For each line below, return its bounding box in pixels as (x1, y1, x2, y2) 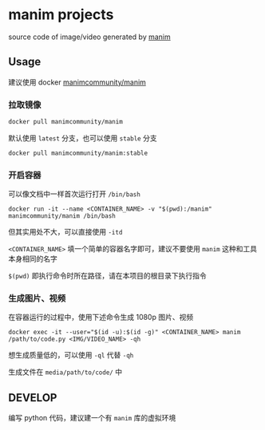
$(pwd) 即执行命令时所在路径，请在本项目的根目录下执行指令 (8, 271, 207, 281)
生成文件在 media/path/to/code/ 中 (8, 367, 122, 377)
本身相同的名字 (8, 254, 57, 264)
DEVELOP (8, 391, 57, 404)
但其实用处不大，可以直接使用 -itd (8, 227, 123, 237)
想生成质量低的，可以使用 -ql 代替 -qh (8, 350, 134, 360)
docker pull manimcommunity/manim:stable (8, 149, 148, 157)
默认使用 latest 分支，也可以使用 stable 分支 (8, 133, 157, 143)
